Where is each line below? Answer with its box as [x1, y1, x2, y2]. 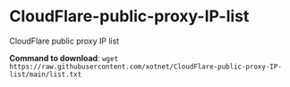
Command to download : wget [9, 52, 119, 63]
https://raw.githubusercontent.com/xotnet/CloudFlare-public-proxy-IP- [9, 62, 282, 71]
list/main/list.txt [9, 69, 82, 79]
